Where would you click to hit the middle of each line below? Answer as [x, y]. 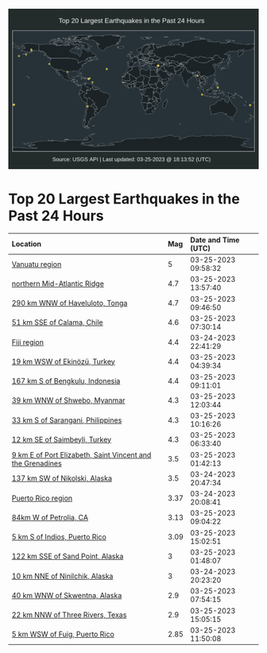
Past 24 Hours [56, 216]
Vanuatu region [37, 264]
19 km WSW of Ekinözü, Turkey [63, 361]
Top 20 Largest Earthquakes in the [124, 199]
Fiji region [28, 342]
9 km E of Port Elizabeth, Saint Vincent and [81, 454]
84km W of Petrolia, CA [50, 517]
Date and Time [215, 240]
